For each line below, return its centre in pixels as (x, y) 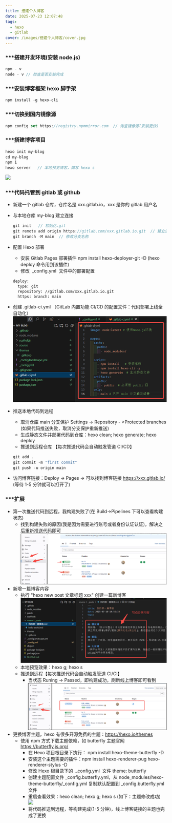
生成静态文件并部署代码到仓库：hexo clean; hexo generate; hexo (89, 435)
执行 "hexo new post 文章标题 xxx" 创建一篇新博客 (73, 595)
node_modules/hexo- (141, 777)
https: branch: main (39, 297)
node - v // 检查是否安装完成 (35, 74)
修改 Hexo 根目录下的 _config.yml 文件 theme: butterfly (87, 771)
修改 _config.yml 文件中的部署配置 (58, 271)
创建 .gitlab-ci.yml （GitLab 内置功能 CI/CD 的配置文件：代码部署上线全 (88, 307)
